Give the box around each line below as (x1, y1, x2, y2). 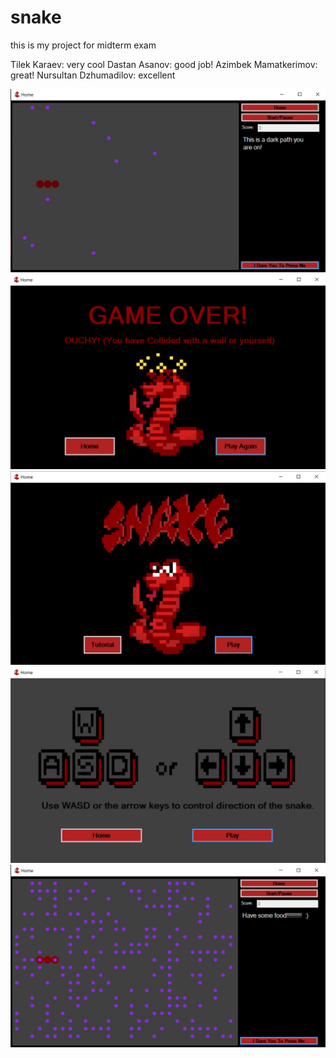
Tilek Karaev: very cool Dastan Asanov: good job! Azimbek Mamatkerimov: (10, 58, 318, 70)
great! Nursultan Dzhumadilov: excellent (10, 69, 176, 81)
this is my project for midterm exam (10, 39, 157, 51)
